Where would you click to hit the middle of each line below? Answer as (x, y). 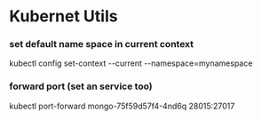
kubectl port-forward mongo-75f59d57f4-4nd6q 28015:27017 (122, 106)
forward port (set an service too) (81, 86)
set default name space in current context (101, 44)
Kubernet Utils (64, 16)
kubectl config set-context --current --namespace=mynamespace (131, 63)
